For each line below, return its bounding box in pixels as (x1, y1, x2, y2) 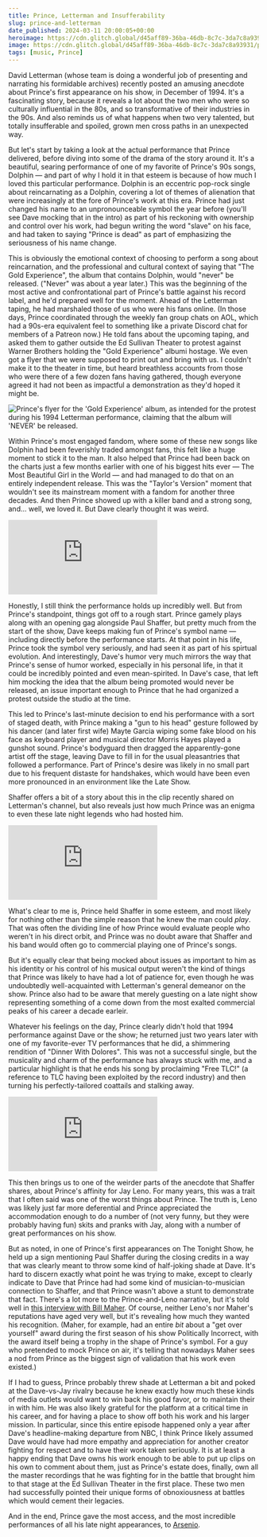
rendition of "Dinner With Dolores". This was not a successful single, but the (8, 1047, 257, 1056)
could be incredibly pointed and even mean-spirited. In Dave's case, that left (8, 669, 258, 678)
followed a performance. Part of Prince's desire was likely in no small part (8, 761, 250, 769)
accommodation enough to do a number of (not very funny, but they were (8, 1212, 250, 1221)
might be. (8, 389, 40, 398)
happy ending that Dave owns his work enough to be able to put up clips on (8, 1453, 256, 1463)
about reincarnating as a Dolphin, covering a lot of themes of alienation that (8, 188, 256, 197)
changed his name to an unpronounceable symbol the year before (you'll (8, 204, 247, 213)
